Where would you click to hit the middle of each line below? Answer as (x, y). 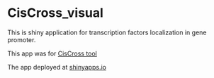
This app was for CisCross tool (52, 53)
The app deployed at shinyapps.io (57, 67)
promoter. (22, 39)
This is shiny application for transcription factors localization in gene (107, 32)
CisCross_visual (56, 13)
